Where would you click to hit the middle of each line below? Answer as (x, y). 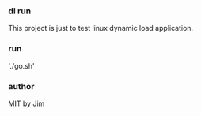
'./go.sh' (22, 65)
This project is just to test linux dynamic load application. (101, 28)
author (21, 86)
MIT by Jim (27, 103)
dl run (20, 11)
